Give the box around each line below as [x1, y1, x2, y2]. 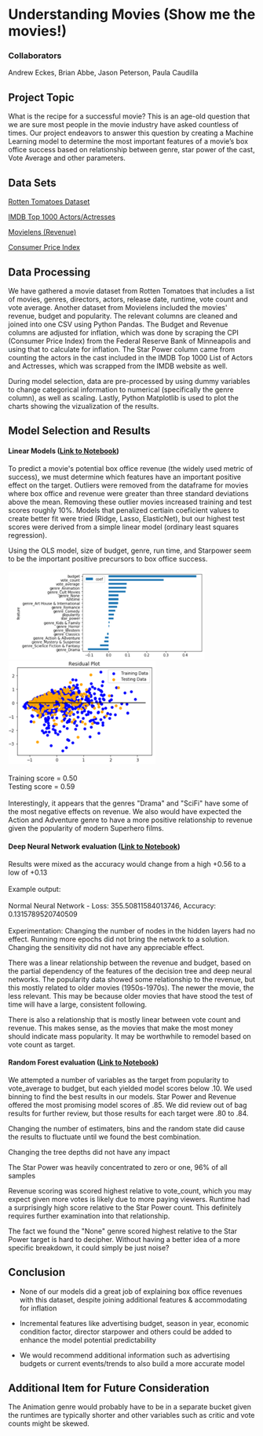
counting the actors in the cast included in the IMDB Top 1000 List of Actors [8, 353, 254, 362]
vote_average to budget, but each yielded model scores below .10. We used [8, 1083, 253, 1093]
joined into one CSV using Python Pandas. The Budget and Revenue [8, 320, 228, 329]
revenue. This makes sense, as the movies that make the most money [8, 1023, 234, 1032]
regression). [8, 530, 47, 539]
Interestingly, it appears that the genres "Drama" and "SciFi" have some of [8, 798, 249, 808]
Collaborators [8, 50, 62, 61]
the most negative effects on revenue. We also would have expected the [8, 807, 242, 817]
